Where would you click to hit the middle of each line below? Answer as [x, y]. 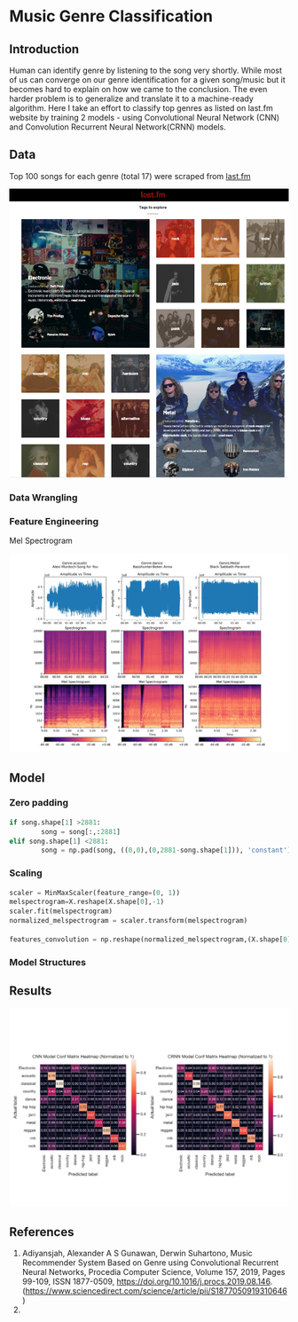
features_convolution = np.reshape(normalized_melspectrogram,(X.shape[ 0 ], [152, 939]
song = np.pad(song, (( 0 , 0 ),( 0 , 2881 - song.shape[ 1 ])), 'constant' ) [166, 850]
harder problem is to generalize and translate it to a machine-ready [132, 98]
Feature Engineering [54, 521]
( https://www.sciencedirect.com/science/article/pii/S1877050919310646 [155, 1291]
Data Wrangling [43, 498]
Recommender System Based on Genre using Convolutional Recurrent [150, 1263]
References [42, 1232]
